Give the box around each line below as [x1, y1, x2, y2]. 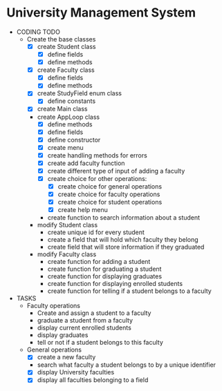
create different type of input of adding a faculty [47, 166, 185, 175]
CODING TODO [16, 28, 60, 36]
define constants [47, 97, 96, 105]
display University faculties [37, 368, 115, 376]
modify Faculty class [37, 250, 97, 258]
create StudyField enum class [37, 89, 122, 97]
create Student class [37, 42, 96, 50]
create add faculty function [47, 159, 125, 167]
